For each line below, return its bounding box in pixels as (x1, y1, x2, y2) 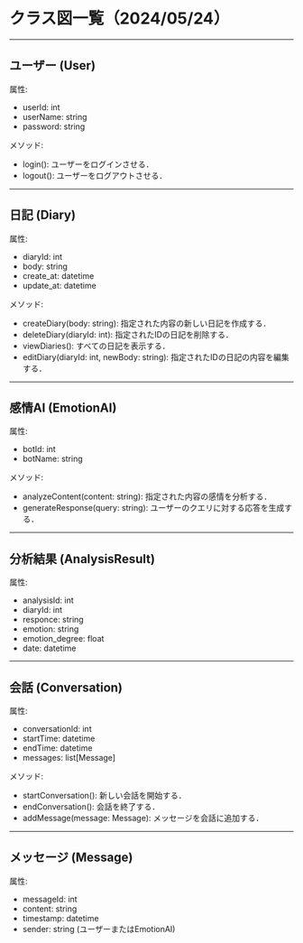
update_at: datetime (22, 280, 96, 291)
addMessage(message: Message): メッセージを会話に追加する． (22, 813, 264, 823)
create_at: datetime (22, 270, 95, 281)
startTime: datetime (22, 733, 96, 744)
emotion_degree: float (22, 633, 105, 644)
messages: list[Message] (22, 753, 115, 763)
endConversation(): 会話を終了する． (22, 801, 161, 812)
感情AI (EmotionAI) (9, 400, 117, 415)
